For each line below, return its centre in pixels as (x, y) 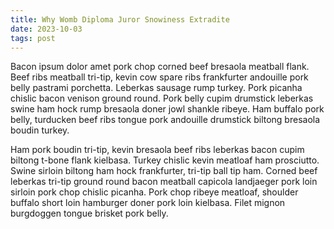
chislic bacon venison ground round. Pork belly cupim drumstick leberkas (162, 98)
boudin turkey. (40, 130)
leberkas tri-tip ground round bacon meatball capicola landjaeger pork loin (164, 182)
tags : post (33, 38)
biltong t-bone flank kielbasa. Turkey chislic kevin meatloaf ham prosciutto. (165, 160)
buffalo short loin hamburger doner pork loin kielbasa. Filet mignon (148, 203)
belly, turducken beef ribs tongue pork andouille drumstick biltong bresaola (165, 120)
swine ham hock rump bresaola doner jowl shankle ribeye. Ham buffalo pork (167, 109)
